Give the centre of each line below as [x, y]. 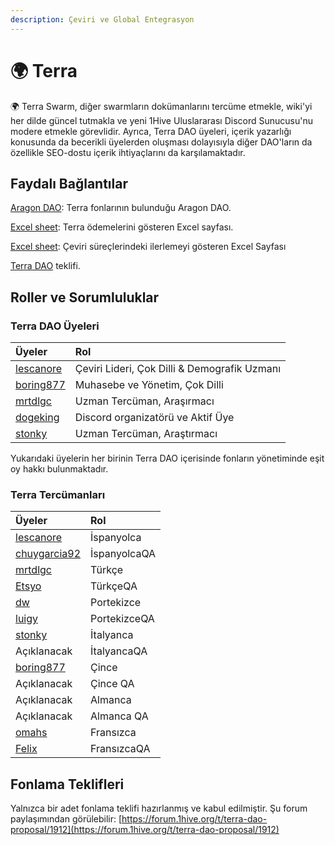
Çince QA [112, 684]
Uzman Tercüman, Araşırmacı [144, 401]
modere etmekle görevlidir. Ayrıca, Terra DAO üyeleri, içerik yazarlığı [151, 131]
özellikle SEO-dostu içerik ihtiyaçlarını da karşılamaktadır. [128, 152]
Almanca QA [119, 716]
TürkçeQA [114, 586]
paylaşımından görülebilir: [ [66, 819]
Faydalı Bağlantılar [69, 183]
